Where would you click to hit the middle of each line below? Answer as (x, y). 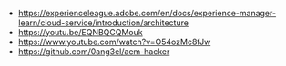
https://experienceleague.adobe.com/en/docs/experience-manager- (147, 13)
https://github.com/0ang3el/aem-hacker (94, 52)
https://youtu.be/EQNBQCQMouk (80, 32)
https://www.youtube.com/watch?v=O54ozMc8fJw (114, 42)
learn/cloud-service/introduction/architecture (103, 23)
